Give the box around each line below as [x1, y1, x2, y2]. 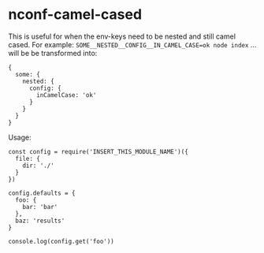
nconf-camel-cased [8, 6, 143, 24]
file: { [15, 154, 41, 162]
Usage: [8, 132, 32, 142]
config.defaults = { [8, 189, 76, 197]
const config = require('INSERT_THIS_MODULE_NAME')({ [8, 147, 189, 155]
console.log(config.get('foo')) [8, 237, 114, 245]
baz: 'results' [15, 217, 65, 225]
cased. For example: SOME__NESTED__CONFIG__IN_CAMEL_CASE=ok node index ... [8, 39, 257, 49]
